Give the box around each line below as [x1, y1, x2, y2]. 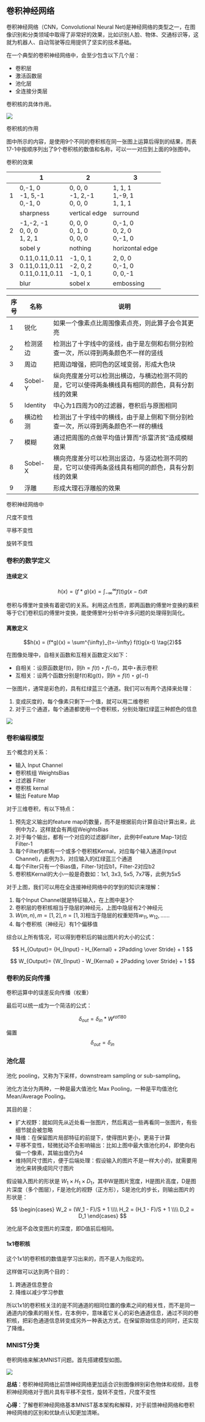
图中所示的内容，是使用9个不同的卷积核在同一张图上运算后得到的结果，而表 [6, 137, 197, 145]
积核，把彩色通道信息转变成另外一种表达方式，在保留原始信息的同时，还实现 [6, 1316, 199, 1324]
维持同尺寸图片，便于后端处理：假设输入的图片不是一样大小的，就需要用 [15, 1157, 197, 1164]
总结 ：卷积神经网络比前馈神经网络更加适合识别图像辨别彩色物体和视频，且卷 [6, 1380, 199, 1388]
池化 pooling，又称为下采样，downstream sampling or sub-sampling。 [6, 1072, 184, 1079]
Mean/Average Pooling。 [6, 1093, 69, 1100]
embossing [112, 279, 145, 287]
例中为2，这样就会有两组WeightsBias [15, 826, 109, 833]
